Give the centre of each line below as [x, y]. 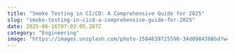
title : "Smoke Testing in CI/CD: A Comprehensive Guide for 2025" [106, 13]
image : [17, 39]
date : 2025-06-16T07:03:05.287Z [54, 26]
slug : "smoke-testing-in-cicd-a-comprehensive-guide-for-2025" [101, 20]
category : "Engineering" [43, 33]
